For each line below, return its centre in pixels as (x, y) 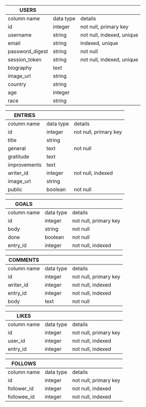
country (17, 84)
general (17, 148)
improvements (25, 165)
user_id (16, 341)
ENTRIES (25, 115)
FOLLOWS (24, 364)
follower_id (21, 389)
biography (20, 68)
